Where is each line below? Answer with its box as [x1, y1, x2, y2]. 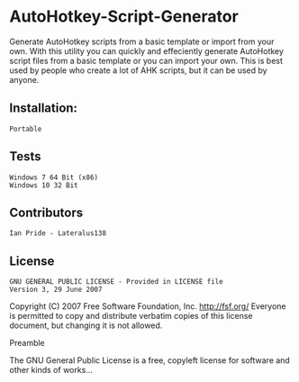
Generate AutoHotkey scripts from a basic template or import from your [9, 36, 275, 47]
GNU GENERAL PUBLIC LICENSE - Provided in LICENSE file [9, 277, 223, 286]
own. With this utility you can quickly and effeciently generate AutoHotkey [9, 45, 284, 56]
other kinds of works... [9, 365, 93, 376]
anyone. [9, 74, 40, 85]
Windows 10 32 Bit [9, 180, 78, 190]
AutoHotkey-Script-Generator [9, 6, 239, 27]
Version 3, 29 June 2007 [9, 286, 103, 295]
